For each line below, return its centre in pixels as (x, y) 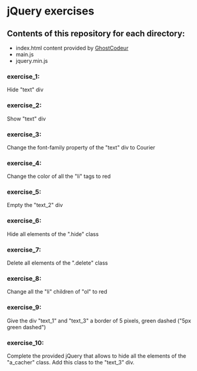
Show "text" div (26, 119)
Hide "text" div (25, 90)
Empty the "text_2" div (35, 205)
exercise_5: (24, 192)
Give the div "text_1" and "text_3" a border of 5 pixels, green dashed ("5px (99, 320)
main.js (25, 54)
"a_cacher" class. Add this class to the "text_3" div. (71, 362)
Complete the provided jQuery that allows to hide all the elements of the (97, 356)
